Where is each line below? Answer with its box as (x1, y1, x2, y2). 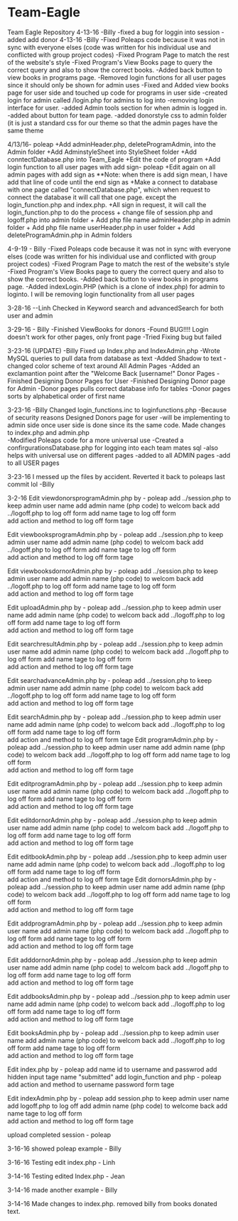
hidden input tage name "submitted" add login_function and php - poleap (7, 1072, 222, 1081)
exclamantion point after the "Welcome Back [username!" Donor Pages (7, 369, 215, 377)
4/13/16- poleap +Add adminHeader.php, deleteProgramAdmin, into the (7, 140, 217, 148)
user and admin (7, 311, 53, 320)
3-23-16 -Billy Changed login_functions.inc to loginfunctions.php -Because (7, 405, 227, 414)
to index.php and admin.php (7, 428, 90, 436)
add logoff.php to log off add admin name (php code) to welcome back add (7, 1101, 228, 1110)
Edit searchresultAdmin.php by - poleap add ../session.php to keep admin (7, 639, 224, 648)
